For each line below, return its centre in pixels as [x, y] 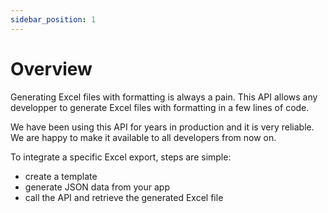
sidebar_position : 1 [53, 19]
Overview [51, 68]
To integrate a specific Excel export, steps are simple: [121, 157]
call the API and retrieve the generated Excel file [124, 197]
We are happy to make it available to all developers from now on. [143, 137]
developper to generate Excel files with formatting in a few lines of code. [160, 107]
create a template [61, 176]
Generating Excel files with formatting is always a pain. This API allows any [164, 97]
